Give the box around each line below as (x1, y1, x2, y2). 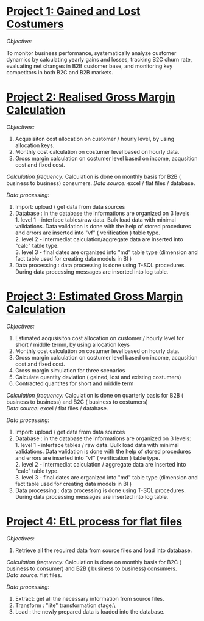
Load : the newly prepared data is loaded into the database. (15, 608, 165, 615)
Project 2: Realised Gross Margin (6, 90, 175, 104)
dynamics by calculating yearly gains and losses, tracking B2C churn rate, (6, 56, 192, 63)
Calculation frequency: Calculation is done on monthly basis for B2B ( (6, 173, 181, 180)
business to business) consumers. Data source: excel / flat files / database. (6, 179, 195, 187)
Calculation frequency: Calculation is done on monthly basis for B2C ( (6, 558, 181, 565)
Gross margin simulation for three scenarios (15, 366, 125, 374)
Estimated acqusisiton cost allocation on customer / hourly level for (15, 334, 185, 341)
